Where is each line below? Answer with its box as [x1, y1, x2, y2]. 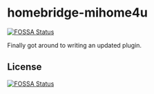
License [7, 61, 42, 73]
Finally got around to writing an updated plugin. [7, 41, 142, 49]
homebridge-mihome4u [7, 5, 148, 21]
